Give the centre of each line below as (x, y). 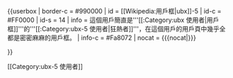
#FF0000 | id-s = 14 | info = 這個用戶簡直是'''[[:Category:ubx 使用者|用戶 (113, 20)
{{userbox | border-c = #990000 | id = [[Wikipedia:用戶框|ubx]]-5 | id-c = (114, 11)
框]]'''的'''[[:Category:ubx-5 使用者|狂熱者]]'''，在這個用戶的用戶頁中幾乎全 (116, 29)
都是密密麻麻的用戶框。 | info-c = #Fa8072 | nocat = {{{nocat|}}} (102, 38)
